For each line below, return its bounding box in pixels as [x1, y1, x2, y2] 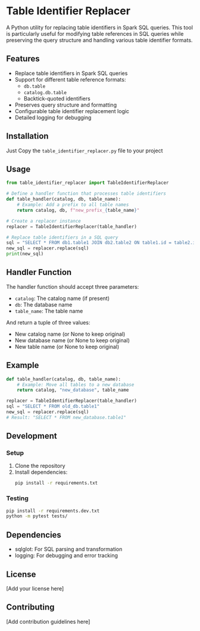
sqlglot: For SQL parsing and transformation [14, 546, 123, 553]
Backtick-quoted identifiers [23, 95, 90, 102]
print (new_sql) [6, 251, 44, 257]
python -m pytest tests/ [6, 513, 68, 519]
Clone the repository [14, 463, 65, 470]
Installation [6, 131, 49, 141]
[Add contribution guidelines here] [6, 618, 90, 625]
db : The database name [14, 301, 73, 308]
